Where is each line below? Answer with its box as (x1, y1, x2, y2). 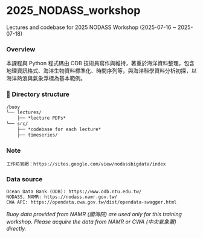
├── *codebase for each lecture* (17, 126, 101, 133)
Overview (6, 45, 36, 53)
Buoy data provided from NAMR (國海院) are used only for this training (6, 211, 182, 218)
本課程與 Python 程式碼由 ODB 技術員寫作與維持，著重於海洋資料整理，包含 (6, 60, 195, 67)
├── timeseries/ (17, 132, 59, 138)
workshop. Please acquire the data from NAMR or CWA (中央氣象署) (6, 218, 177, 225)
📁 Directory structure (6, 90, 69, 98)
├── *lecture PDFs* (17, 115, 66, 121)
